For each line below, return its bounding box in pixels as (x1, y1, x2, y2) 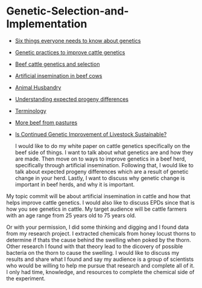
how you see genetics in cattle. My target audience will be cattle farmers (6, 205, 187, 213)
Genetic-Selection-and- (6, 4, 129, 18)
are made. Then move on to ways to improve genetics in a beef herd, (14, 155, 186, 162)
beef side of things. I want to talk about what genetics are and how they (14, 149, 194, 156)
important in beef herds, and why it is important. (14, 181, 135, 188)
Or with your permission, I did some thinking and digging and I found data (6, 223, 189, 231)
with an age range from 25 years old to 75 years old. (6, 211, 137, 219)
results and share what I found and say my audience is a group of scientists (6, 255, 194, 263)
